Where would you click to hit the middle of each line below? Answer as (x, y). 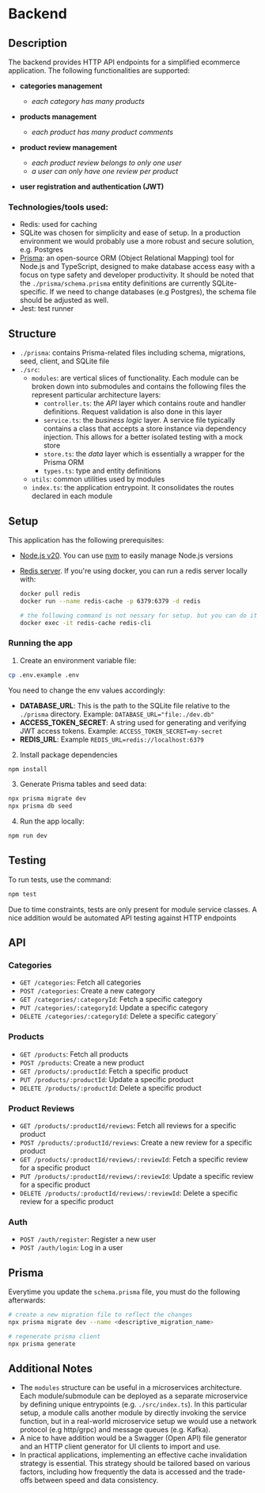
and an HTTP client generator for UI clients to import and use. (120, 1447)
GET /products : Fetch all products (74, 1054)
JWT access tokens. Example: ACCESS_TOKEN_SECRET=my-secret (121, 731)
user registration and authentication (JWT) (92, 186)
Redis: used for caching (58, 225)
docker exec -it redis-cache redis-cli (85, 623)
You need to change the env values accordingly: (87, 690)
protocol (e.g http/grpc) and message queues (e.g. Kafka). (115, 1430)
